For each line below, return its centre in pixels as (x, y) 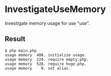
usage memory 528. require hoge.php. (46, 64)
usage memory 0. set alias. (38, 68)
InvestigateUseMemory (55, 9)
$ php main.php (21, 51)
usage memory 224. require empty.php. (47, 59)
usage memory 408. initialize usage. (46, 55)
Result (15, 39)
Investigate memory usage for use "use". (47, 23)
